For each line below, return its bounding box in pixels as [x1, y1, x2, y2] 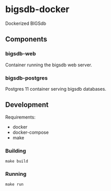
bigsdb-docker [5, 4, 70, 15]
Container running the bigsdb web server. [5, 62, 92, 68]
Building [5, 147, 26, 154]
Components [5, 35, 47, 44]
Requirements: [5, 114, 35, 120]
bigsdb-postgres [5, 74, 48, 82]
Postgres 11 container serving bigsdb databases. [5, 86, 106, 92]
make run [5, 182, 24, 187]
